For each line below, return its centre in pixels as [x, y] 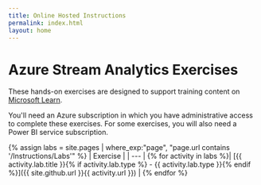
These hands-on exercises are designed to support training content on [124, 91]
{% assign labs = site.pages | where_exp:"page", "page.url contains [119, 148]
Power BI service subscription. [58, 133]
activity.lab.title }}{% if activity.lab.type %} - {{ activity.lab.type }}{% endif [130, 164]
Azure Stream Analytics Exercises [123, 69]
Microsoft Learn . [35, 100]
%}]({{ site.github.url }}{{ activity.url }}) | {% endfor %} [98, 173]
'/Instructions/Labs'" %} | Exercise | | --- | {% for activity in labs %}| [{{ [125, 156]
